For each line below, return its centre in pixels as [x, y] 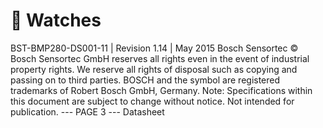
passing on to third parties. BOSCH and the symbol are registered [145, 80]
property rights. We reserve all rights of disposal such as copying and [154, 69]
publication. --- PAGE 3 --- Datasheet [87, 111]
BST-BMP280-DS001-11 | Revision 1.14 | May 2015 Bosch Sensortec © [154, 48]
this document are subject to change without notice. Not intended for [152, 101]
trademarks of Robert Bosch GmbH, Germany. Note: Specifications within [161, 90]
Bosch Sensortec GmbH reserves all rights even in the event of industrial [160, 58]
